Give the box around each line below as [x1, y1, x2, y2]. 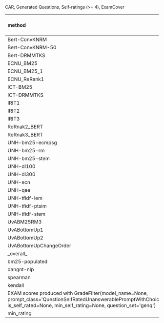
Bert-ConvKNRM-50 [7, 44, 57, 51]
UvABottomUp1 [7, 226, 43, 233]
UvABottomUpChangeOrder [7, 242, 72, 249]
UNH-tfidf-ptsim [7, 202, 47, 209]
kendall [7, 282, 24, 288]
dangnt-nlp [7, 266, 34, 273]
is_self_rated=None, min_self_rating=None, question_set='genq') [7, 302, 156, 309]
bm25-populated [7, 258, 48, 265]
